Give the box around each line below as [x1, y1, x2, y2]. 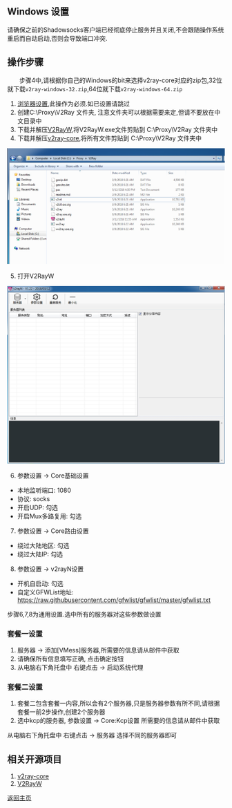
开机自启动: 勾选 [17, 579, 64, 588]
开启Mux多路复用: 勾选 [17, 511, 82, 520]
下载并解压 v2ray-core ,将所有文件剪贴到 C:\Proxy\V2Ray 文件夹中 [17, 133, 202, 142]
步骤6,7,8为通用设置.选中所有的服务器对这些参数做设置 [7, 610, 162, 618]
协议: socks [17, 494, 50, 502]
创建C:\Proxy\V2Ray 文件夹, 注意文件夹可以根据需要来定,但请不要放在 [17, 108, 215, 116]
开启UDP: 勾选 [17, 503, 59, 511]
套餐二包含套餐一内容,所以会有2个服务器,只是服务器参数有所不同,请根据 [17, 699, 220, 708]
